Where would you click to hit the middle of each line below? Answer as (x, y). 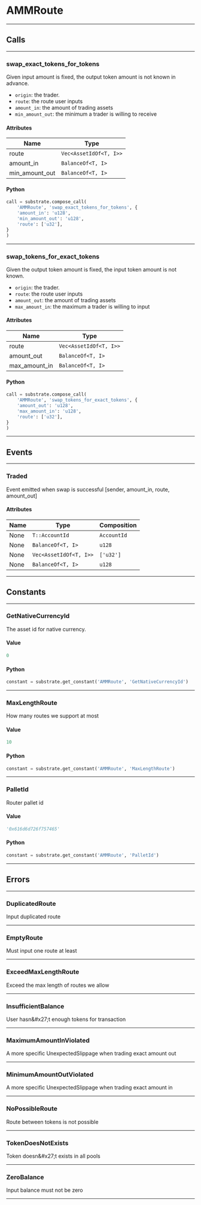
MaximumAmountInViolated (48, 1040)
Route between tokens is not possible (52, 1122)
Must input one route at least (42, 951)
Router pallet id (25, 802)
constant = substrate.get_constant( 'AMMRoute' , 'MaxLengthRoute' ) (91, 769)
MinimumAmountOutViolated (50, 1075)
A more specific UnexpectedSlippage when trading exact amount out (91, 1053)
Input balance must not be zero (45, 1190)
